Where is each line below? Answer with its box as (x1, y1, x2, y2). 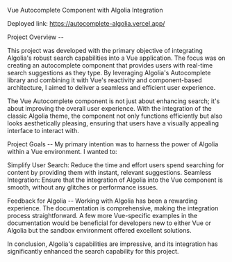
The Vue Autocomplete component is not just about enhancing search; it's (7, 97, 220, 105)
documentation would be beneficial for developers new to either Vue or (7, 219, 212, 227)
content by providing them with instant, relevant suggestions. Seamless (7, 169, 212, 176)
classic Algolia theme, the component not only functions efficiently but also (7, 111, 223, 120)
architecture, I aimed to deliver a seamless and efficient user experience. (7, 84, 216, 91)
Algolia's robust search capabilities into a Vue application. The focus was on (7, 54, 226, 62)
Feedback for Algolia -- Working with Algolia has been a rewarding (7, 196, 198, 205)
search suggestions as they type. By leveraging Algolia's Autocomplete (7, 69, 211, 77)
